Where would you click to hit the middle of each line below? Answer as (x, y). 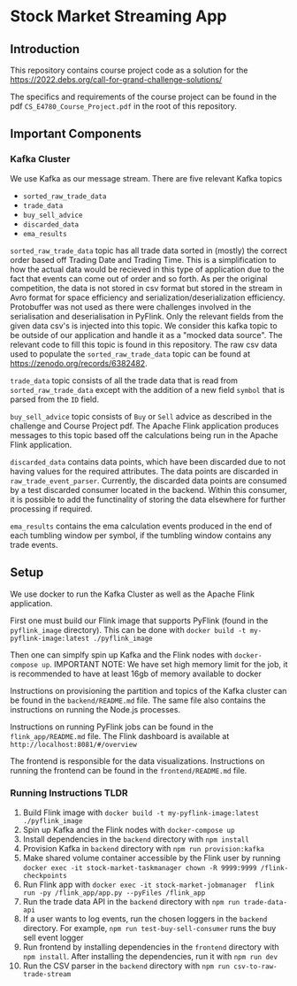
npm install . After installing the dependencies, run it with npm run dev (150, 956)
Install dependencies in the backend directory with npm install (136, 839)
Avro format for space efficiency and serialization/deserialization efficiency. (148, 297)
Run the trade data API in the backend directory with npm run (131, 901)
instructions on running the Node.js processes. (95, 709)
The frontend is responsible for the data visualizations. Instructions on (137, 761)
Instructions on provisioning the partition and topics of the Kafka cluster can (148, 690)
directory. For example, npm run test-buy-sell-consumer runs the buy (149, 928)
